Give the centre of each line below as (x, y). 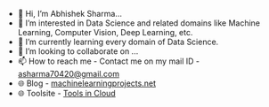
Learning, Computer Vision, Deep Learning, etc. (105, 32)
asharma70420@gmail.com (69, 74)
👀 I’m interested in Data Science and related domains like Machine (139, 23)
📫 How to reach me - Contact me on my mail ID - (109, 61)
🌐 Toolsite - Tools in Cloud (66, 93)
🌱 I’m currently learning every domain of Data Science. (118, 42)
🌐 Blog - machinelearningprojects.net (87, 83)
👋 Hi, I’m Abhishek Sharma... (70, 14)
